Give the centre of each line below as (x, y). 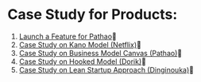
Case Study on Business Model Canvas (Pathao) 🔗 (100, 53)
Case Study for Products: (93, 15)
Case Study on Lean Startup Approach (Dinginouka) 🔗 (106, 69)
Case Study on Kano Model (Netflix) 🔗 (80, 44)
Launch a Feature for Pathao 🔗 (68, 36)
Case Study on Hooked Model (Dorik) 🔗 (82, 61)
